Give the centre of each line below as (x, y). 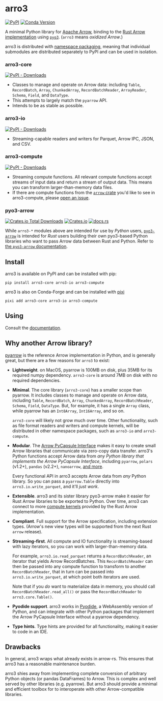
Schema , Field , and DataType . (41, 95)
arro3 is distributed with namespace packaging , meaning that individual (78, 46)
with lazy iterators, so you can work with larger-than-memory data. (80, 546)
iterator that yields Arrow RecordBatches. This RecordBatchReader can (82, 561)
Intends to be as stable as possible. (48, 106)
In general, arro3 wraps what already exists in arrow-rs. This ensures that (79, 659)
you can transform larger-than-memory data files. (62, 187)
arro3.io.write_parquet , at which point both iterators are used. (76, 577)
